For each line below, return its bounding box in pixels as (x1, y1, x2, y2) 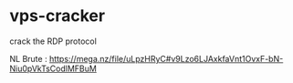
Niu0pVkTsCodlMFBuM (9, 63, 98, 74)
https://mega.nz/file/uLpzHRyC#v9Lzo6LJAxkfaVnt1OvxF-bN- (48, 53, 284, 64)
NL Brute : (9, 53, 47, 64)
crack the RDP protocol (9, 36, 98, 47)
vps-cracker (9, 5, 106, 26)
